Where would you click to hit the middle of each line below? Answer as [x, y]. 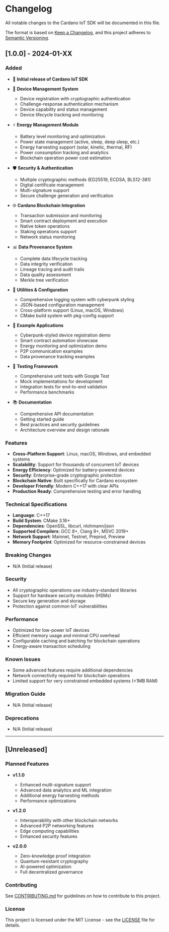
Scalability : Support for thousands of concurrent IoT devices [76, 464]
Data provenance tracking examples [57, 356]
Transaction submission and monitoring [61, 215]
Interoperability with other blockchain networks [69, 820]
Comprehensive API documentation [57, 414]
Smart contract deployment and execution [64, 221]
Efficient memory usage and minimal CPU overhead [66, 636]
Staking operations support [48, 231]
